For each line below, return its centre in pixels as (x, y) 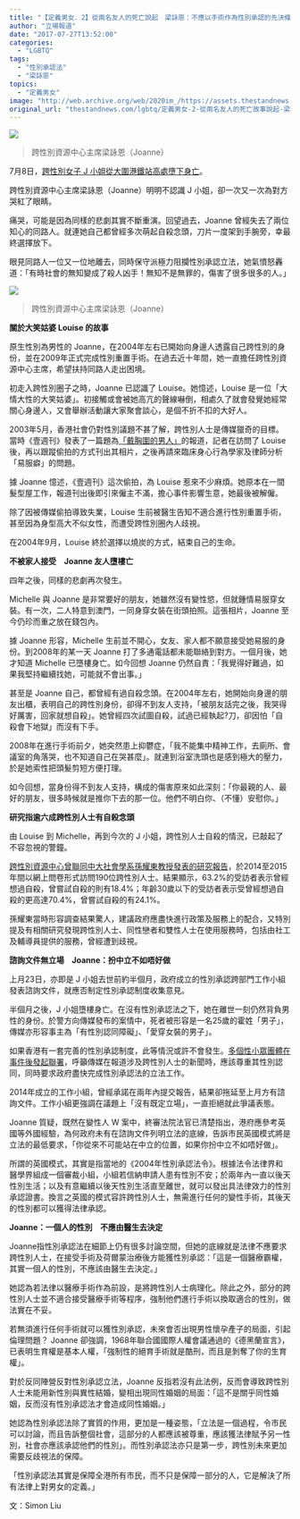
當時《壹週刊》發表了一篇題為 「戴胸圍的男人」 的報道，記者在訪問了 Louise (148, 441)
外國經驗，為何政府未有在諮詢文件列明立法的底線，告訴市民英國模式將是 (158, 1134)
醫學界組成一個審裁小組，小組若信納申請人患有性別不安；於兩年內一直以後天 (150, 1175)
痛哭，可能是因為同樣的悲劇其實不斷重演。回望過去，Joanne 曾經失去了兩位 (150, 221)
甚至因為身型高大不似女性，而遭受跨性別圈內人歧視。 (107, 523)
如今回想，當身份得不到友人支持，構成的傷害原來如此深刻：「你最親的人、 (144, 787)
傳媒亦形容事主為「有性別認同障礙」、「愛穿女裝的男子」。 (113, 1032)
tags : (19, 59)
